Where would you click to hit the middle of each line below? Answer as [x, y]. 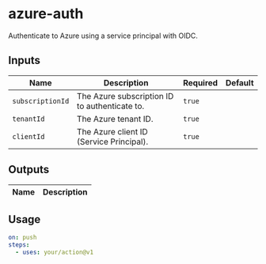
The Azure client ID [112, 131]
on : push [23, 238]
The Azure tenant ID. [115, 119]
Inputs [25, 60]
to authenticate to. [110, 106]
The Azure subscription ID [125, 96]
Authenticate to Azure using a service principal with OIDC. [103, 36]
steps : [19, 245]
